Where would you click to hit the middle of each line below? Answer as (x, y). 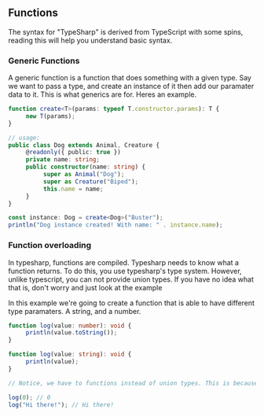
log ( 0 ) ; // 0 (29, 397)
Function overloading (50, 245)
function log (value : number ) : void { (70, 326)
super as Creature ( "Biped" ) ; (91, 181)
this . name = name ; (73, 189)
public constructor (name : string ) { (86, 167)
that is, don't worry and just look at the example (85, 287)
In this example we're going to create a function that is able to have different (132, 303)
